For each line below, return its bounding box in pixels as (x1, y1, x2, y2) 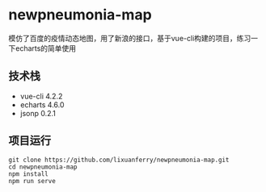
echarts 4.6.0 (19, 99, 65, 110)
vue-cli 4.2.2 (19, 91, 63, 101)
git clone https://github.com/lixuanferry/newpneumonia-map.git (8, 156, 230, 164)
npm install (8, 169, 49, 178)
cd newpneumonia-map (8, 163, 78, 171)
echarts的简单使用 (15, 43, 77, 53)
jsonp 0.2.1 (19, 108, 57, 118)
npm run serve (8, 177, 57, 185)
